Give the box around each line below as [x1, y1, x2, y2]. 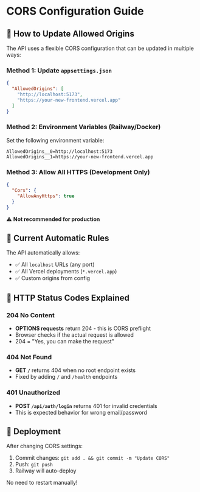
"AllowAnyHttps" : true [17, 193, 75, 199]
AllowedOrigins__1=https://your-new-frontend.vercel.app [6, 153, 154, 160]
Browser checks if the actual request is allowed [15, 331, 134, 339]
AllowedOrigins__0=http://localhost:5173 [6, 148, 113, 155]
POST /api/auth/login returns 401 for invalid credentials [15, 402, 157, 409]
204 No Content [6, 311, 55, 319]
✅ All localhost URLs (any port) [15, 261, 95, 269]
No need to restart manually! [6, 479, 78, 487]
